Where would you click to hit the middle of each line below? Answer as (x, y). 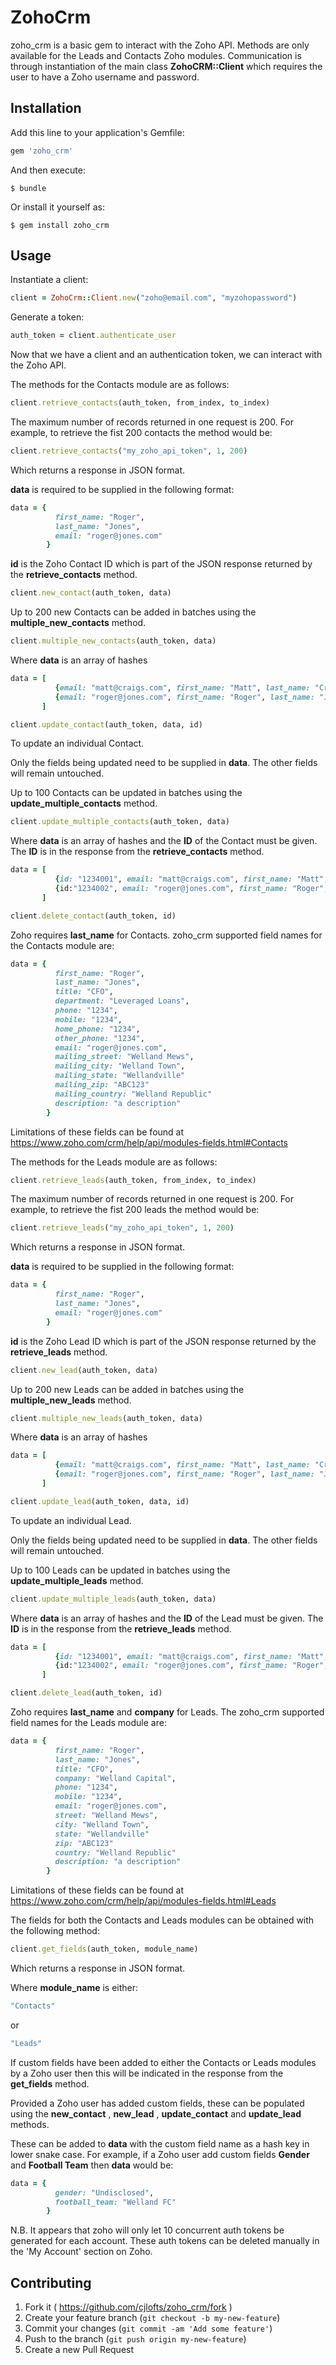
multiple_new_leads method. (71, 1400)
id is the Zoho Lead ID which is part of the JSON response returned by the (163, 1341)
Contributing (51, 2282)
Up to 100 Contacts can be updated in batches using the (126, 793)
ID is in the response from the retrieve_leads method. (121, 1628)
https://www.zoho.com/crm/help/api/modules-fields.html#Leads (143, 1901)
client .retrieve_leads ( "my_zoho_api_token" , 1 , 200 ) (122, 1228)
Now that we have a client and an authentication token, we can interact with (166, 355)
